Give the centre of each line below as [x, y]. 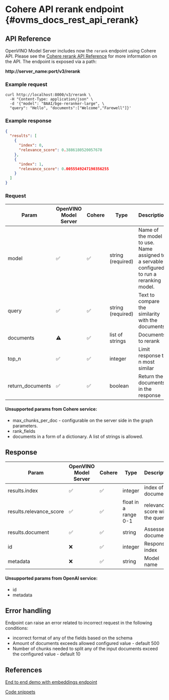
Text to [146, 295]
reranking [150, 280]
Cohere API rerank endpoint [65, 9]
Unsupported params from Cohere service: [51, 409]
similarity [149, 314]
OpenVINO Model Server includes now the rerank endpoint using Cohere [81, 51]
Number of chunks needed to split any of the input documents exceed [85, 649]
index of [154, 487]
